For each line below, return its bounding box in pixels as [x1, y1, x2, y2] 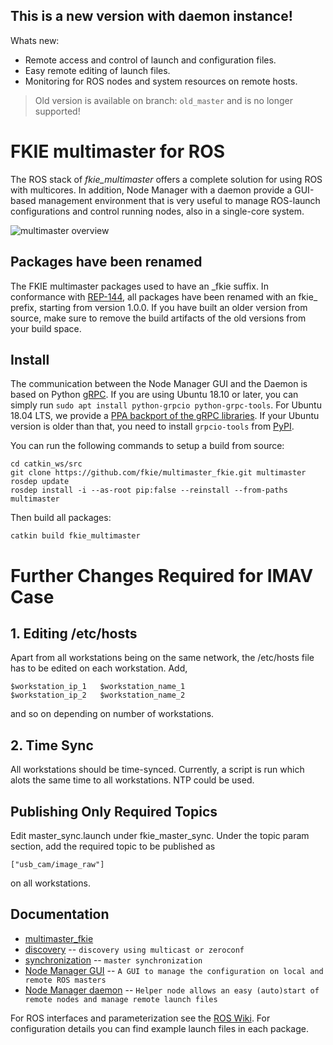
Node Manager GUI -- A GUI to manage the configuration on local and [24, 964, 324, 976]
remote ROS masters [24, 975, 107, 985]
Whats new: [10, 34, 60, 46]
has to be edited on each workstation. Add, [10, 662, 188, 674]
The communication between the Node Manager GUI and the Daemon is [10, 378, 308, 390]
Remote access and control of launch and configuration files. [24, 54, 277, 66]
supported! [34, 105, 81, 117]
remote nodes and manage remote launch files [24, 994, 218, 1004]
